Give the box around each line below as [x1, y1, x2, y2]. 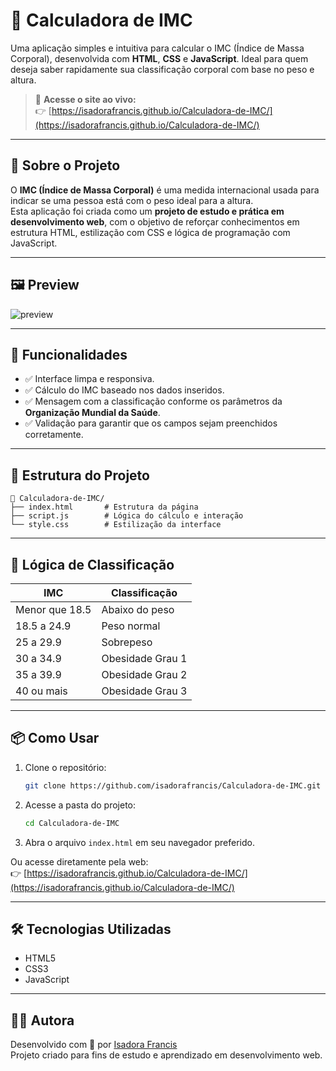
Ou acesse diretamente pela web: [10, 855, 149, 868]
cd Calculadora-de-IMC [24, 818, 120, 828]
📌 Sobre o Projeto [10, 157, 121, 174]
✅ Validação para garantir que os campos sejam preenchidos [24, 417, 278, 429]
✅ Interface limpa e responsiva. [24, 373, 155, 385]
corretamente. [24, 429, 84, 441]
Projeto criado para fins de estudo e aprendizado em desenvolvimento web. [10, 1049, 323, 1061]
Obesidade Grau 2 [101, 668, 188, 681]
